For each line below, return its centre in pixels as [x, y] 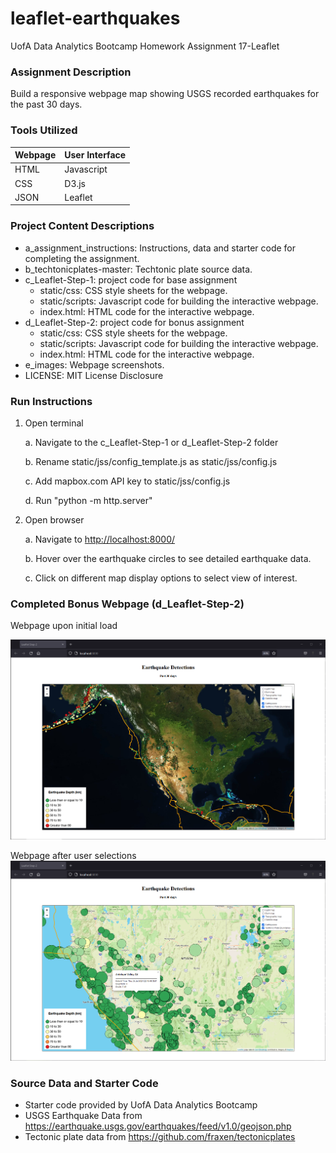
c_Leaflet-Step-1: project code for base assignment [131, 279]
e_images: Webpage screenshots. [94, 364]
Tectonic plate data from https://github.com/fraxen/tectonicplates [160, 1136]
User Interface [95, 155]
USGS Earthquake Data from [83, 1115]
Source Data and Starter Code [84, 1083]
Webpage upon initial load [64, 626]
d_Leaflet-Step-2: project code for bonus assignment [134, 322]
